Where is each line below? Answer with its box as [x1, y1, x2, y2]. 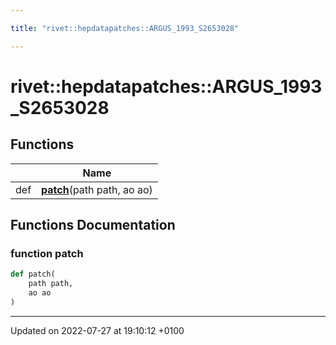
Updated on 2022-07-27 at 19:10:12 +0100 [10, 324, 185, 336]
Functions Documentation [10, 217, 176, 234]
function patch [10, 246, 84, 260]
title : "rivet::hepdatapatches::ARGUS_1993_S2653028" [10, 23, 240, 33]
